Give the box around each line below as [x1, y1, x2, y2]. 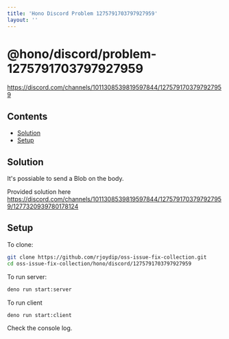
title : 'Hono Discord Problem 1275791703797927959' [7, 10, 158, 17]
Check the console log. [7, 324, 73, 332]
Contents [7, 111, 48, 122]
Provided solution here [7, 188, 71, 196]
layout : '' [7, 17, 38, 23]
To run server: [7, 272, 47, 281]
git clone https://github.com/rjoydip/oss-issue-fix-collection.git [7, 254, 207, 261]
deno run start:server [7, 286, 72, 293]
